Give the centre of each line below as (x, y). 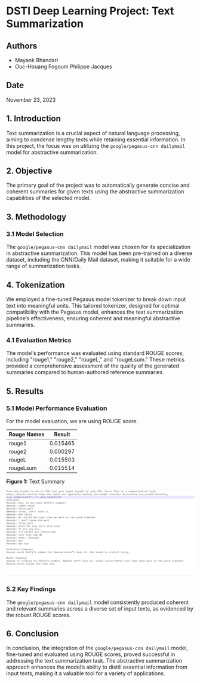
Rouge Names (27, 435)
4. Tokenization (36, 285)
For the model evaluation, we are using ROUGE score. (72, 421)
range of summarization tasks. (44, 266)
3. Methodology (36, 217)
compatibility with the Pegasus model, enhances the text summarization (95, 312)
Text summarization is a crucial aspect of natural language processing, (93, 133)
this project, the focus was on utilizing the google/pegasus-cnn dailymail (96, 145)
